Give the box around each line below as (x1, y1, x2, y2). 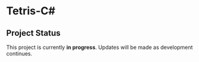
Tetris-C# (6, 4, 56, 18)
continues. (6, 50, 32, 57)
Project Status (6, 28, 61, 38)
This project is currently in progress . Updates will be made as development (6, 44, 194, 51)
